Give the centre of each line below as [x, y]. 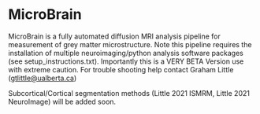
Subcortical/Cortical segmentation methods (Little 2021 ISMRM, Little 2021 [129, 93]
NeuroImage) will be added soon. [62, 101]
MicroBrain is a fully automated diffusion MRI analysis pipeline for [114, 36]
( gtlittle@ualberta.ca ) [43, 78]
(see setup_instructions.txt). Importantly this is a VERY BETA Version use [126, 61]
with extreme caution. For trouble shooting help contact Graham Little [121, 69]
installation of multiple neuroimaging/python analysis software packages [126, 53]
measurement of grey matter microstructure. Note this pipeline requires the [130, 44]
